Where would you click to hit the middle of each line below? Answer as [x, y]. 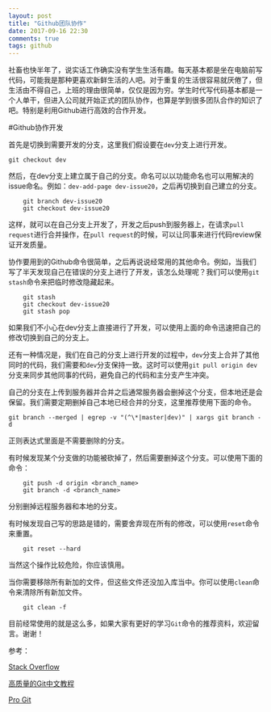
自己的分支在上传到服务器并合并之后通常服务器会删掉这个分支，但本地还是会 [135, 392]
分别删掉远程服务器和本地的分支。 [65, 507]
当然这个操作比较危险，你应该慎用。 [69, 565]
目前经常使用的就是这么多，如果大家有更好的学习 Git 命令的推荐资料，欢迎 [130, 624]
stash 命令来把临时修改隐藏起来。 [63, 282]
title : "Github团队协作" [48, 23]
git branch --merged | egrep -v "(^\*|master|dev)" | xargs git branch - [135, 418]
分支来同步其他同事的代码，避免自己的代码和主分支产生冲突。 [111, 375]
